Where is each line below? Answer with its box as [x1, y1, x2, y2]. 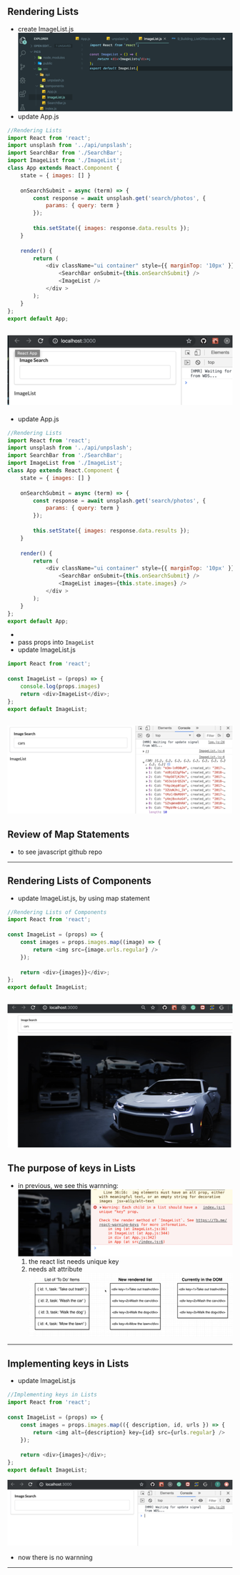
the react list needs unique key [28, 1257, 119, 1266]
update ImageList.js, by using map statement [17, 894, 150, 902]
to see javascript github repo [17, 847, 102, 856]
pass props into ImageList [17, 638, 94, 647]
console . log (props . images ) [20, 683, 101, 690]
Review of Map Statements [7, 828, 130, 841]
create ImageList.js [17, 24, 74, 33]
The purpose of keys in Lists [7, 1162, 136, 1174]
